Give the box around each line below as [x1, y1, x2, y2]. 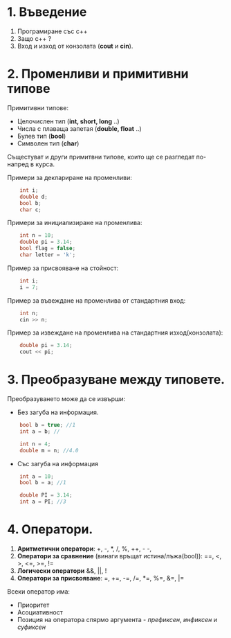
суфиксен [17, 623, 46, 631]
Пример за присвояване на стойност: [7, 264, 119, 272]
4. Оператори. [7, 522, 93, 538]
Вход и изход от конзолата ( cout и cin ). [17, 42, 133, 50]
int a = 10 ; [19, 472, 54, 480]
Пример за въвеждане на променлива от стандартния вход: [7, 296, 186, 305]
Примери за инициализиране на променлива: [7, 219, 142, 227]
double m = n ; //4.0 [19, 447, 79, 454]
